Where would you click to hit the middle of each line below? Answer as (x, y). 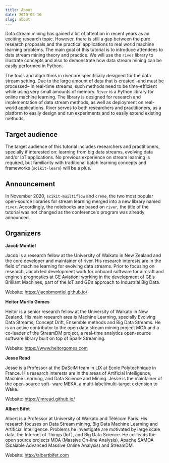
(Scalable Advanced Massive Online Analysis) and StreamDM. (70, 445)
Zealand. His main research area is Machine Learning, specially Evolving (80, 317)
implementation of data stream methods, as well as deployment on (74, 102)
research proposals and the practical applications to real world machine (80, 44)
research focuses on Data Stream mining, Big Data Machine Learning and (81, 424)
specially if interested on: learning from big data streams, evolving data (79, 152)
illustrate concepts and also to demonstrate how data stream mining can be (84, 61)
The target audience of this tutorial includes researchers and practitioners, (82, 146)
